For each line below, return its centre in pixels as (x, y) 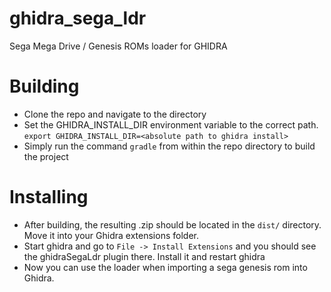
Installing (49, 197)
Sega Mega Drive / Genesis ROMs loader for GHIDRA (118, 46)
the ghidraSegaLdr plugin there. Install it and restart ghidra (144, 256)
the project (46, 156)
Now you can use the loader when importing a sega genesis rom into (165, 267)
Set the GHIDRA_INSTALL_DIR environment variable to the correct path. (171, 124)
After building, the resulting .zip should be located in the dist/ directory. (172, 224)
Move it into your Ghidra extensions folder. (111, 235)
